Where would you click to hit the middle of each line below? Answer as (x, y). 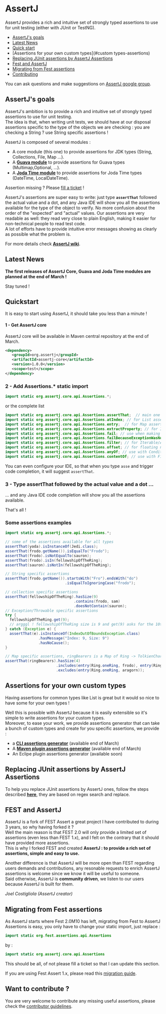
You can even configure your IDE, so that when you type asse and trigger (79, 466)
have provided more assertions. (38, 843)
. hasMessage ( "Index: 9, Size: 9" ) (74, 638)
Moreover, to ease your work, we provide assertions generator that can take (83, 723)
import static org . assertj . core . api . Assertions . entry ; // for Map (76, 424)
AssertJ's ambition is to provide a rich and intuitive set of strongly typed (79, 111)
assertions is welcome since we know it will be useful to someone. (73, 874)
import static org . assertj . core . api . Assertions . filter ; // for (72, 443)
